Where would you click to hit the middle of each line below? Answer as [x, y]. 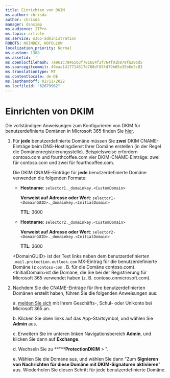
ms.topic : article [25, 34]
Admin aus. [25, 324]
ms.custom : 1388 [22, 53]
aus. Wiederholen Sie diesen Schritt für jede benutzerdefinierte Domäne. [89, 370]
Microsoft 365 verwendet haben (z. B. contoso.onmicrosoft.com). [81, 278]
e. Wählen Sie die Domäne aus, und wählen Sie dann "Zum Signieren [85, 359]
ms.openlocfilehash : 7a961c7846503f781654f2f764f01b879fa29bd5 [74, 62]
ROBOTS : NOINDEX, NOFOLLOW [34, 43]
